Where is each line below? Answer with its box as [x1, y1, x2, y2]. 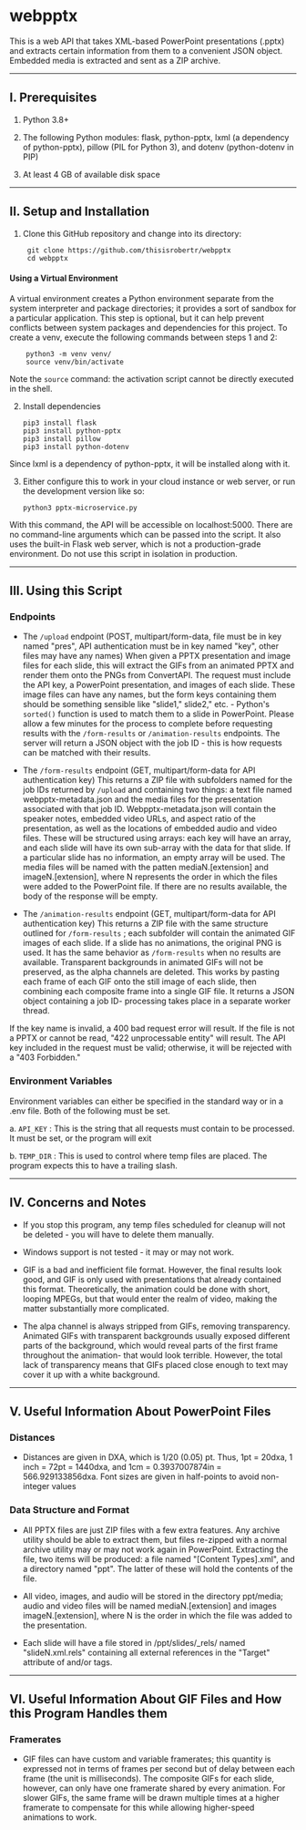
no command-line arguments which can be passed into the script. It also [9, 529, 281, 540]
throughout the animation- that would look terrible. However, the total [22, 1350, 283, 1361]
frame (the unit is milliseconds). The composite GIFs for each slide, [22, 1773, 275, 1784]
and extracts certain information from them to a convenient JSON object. [9, 45, 283, 56]
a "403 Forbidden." [9, 1052, 81, 1063]
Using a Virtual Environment [9, 272, 118, 283]
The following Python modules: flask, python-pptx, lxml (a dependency [22, 131, 290, 142]
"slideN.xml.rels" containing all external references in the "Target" [22, 1647, 270, 1658]
